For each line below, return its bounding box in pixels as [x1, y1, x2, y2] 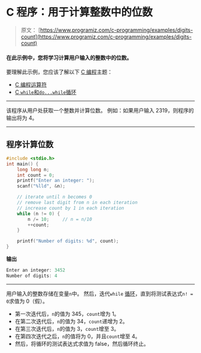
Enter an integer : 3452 [6, 267, 66, 273]
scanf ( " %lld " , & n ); [17, 183, 66, 189]
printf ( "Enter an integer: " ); [17, 178, 95, 184]
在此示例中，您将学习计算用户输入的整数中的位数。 [6, 54, 132, 61]
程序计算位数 [6, 139, 54, 150]
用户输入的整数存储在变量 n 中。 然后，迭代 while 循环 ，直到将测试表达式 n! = [6, 290, 193, 297]
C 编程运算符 [14, 81, 47, 89]
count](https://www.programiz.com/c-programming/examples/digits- [20, 33, 192, 40]
